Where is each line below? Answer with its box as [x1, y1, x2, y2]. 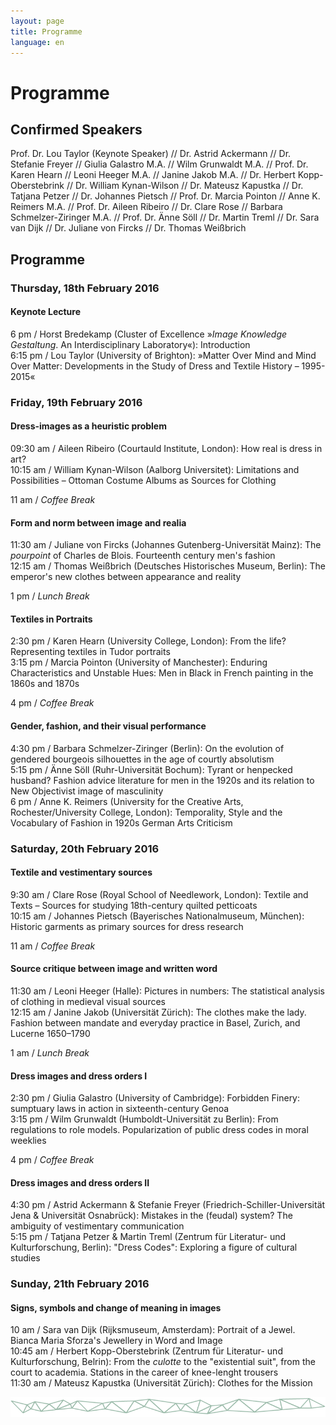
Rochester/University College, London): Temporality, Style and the [10, 806, 283, 818]
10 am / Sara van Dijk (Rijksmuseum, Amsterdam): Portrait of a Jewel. [10, 1324, 296, 1336]
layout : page [10, 16, 65, 26]
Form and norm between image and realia [10, 516, 187, 529]
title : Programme [10, 26, 83, 37]
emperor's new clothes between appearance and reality [10, 571, 242, 583]
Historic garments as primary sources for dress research [10, 920, 244, 932]
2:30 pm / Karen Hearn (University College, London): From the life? [10, 635, 287, 647]
